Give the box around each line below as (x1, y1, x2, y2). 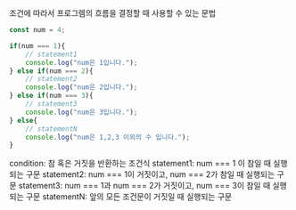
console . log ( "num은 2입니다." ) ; (25, 83, 138, 92)
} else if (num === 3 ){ (9, 92, 94, 101)
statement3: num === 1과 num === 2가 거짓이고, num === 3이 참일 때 (18, 181, 271, 191)
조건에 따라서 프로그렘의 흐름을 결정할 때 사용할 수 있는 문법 (9, 8, 217, 18)
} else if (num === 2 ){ (9, 66, 94, 76)
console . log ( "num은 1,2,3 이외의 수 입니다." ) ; (25, 133, 190, 141)
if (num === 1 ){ (9, 41, 66, 51)
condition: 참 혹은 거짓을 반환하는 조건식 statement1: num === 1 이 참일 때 (9, 158, 272, 169)
